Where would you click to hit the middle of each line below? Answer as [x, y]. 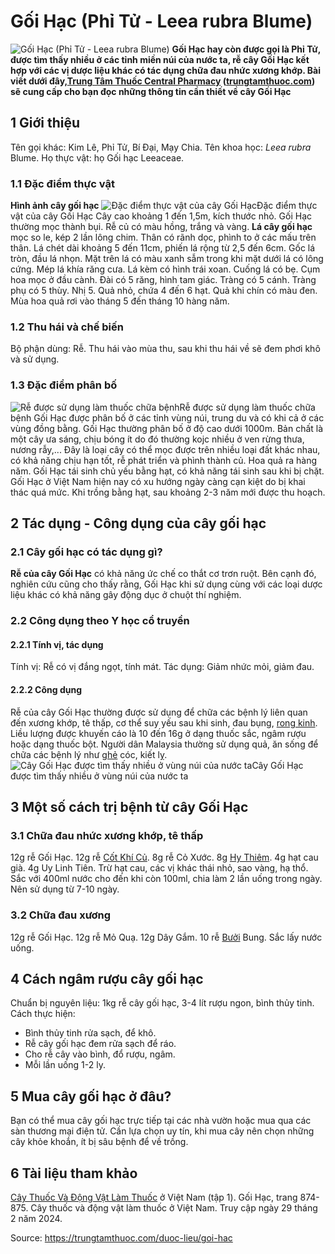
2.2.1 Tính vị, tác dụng [57, 644]
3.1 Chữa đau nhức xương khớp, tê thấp [107, 835]
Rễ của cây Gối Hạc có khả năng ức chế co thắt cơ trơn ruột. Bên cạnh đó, [163, 574]
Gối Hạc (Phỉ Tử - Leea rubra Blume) [161, 21]
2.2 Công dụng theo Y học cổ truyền [100, 621]
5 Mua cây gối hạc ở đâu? [91, 1096]
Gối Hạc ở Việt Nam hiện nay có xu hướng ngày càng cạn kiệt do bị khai [158, 481]
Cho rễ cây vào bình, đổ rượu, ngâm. [100, 1054]
